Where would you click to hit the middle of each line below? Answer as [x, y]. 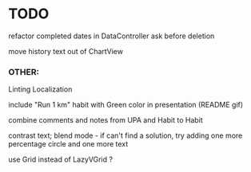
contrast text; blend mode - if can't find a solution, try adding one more [125, 135]
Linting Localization [40, 89]
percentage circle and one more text [68, 144]
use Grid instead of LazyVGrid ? [61, 159]
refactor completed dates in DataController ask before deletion [112, 36]
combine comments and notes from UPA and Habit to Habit [106, 120]
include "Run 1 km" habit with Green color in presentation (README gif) [126, 105]
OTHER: [24, 72]
